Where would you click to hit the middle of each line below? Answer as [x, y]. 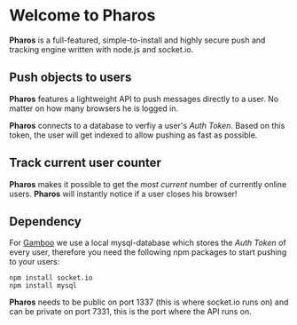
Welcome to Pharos [82, 16]
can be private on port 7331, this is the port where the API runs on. [131, 312]
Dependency [45, 222]
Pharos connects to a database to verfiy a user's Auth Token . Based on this [147, 125]
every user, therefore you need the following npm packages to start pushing [148, 252]
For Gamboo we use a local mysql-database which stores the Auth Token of [148, 243]
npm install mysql [43, 286]
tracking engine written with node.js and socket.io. [102, 49]
